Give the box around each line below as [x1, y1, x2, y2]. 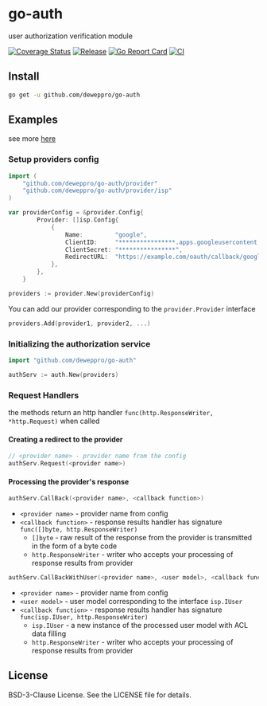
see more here [8, 134, 56, 143]
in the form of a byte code [31, 541, 118, 551]
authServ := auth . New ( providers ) [8, 371, 119, 378]
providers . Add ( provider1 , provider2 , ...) [8, 320, 151, 328]
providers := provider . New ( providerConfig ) [8, 289, 155, 297]
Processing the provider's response [8, 477, 130, 486]
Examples [8, 113, 58, 127]
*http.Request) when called [8, 416, 100, 426]
